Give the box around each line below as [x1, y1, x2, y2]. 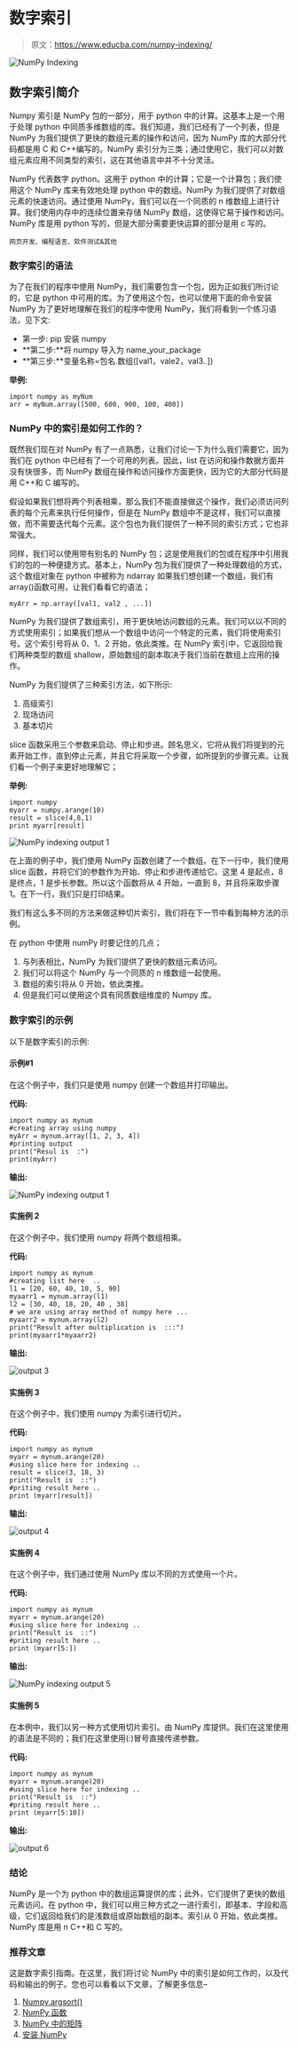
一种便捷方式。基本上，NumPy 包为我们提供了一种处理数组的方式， [39, 560, 286, 570]
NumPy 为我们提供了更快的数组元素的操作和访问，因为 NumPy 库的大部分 [9, 132, 279, 143]
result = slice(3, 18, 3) [9, 1468, 105, 1477]
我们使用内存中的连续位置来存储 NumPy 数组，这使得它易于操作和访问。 [24, 206, 289, 218]
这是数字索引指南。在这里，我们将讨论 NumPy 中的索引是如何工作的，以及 [9, 1968, 281, 1979]
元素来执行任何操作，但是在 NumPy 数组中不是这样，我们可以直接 [39, 507, 281, 518]
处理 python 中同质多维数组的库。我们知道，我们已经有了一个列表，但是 [16, 121, 280, 131]
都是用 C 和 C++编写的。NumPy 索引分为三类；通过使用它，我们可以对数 [16, 143, 284, 154]
